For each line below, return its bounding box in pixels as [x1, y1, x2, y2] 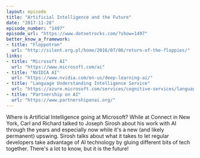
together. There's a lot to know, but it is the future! [6, 145, 129, 152]
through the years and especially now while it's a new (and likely [6, 126, 165, 133]
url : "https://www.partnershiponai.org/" [11, 97, 116, 103]
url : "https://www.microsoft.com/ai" [11, 64, 105, 70]
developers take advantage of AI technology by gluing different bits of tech [6, 138, 190, 146]
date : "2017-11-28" [6, 20, 55, 26]
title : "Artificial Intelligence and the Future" [6, 14, 132, 20]
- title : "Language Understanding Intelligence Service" [6, 81, 151, 87]
